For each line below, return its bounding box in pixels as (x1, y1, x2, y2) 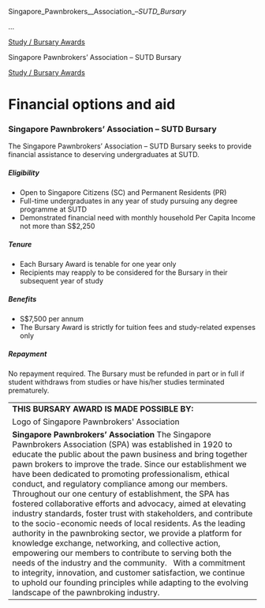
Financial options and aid (8, 96, 176, 114)
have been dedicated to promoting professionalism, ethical (12, 469, 230, 480)
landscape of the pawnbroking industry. (12, 587, 160, 599)
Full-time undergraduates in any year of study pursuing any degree (19, 197, 238, 206)
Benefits (8, 295, 37, 304)
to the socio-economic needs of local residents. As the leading (12, 518, 246, 529)
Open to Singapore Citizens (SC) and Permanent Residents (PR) (19, 188, 227, 197)
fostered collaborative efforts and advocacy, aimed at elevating (12, 498, 246, 509)
